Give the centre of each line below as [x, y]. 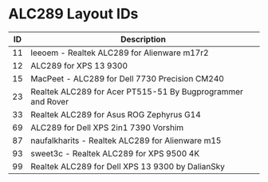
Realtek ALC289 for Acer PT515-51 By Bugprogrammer [137, 91]
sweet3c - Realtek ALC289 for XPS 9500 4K [115, 153]
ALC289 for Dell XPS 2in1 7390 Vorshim [107, 127]
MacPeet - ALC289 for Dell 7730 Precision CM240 [128, 78]
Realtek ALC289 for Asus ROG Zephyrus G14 [116, 114]
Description [143, 39]
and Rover [50, 101]
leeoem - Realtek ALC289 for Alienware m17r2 [120, 53]
